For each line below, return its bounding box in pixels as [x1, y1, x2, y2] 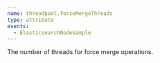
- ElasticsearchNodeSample [13, 29, 91, 36]
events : [7, 23, 30, 29]
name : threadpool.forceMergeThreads [7, 10, 113, 17]
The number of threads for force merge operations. [7, 48, 154, 56]
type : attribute [7, 16, 54, 23]
